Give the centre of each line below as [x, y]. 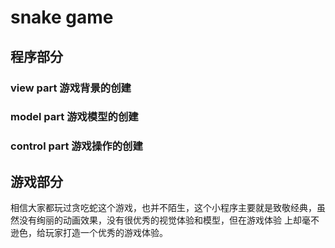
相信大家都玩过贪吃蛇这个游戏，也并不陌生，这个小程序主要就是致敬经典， [163, 208]
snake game [62, 17]
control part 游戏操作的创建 [76, 146]
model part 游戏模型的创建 [74, 117]
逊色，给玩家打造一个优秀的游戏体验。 [89, 233]
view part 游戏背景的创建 [71, 88]
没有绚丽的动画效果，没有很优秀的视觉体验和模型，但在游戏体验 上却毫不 [169, 220]
